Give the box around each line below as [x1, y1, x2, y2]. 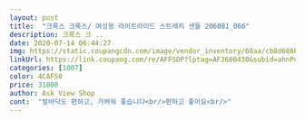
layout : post [9, 13, 59, 23]
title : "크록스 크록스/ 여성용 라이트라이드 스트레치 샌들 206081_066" [9, 22, 251, 31]
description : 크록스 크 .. [9, 30, 104, 39]
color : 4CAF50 [9, 72, 64, 81]
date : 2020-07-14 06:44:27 [9, 38, 112, 48]
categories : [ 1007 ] [9, 64, 84, 73]
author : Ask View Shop [9, 88, 95, 97]
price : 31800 [9, 80, 59, 89]
